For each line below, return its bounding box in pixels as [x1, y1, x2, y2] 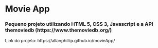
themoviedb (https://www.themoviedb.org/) [5, 27, 112, 33]
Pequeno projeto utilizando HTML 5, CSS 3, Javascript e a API [5, 21, 153, 28]
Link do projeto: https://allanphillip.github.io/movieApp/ [5, 38, 115, 44]
